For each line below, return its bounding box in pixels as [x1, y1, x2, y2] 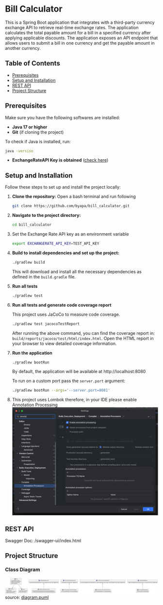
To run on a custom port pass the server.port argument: [12, 378, 125, 384]
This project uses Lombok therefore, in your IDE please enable [12, 397, 137, 403]
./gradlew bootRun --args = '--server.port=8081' [12, 388, 110, 393]
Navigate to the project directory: [12, 213, 81, 218]
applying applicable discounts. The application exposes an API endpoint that [5, 35, 158, 41]
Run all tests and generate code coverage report [12, 302, 112, 308]
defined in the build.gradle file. [12, 274, 76, 279]
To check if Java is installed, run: [5, 138, 71, 144]
